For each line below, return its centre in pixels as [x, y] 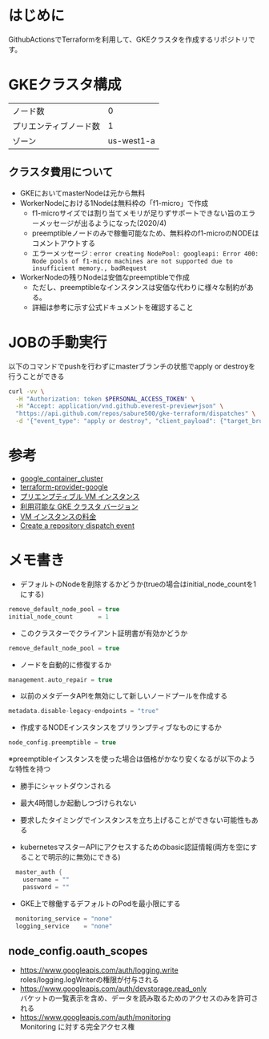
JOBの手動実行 [58, 342]
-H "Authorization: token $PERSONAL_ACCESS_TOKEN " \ [105, 399]
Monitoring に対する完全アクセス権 [77, 1027]
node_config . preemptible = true [62, 743]
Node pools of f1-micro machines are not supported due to [132, 261]
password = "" [46, 887]
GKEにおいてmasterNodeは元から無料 [82, 193]
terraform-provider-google [64, 487]
